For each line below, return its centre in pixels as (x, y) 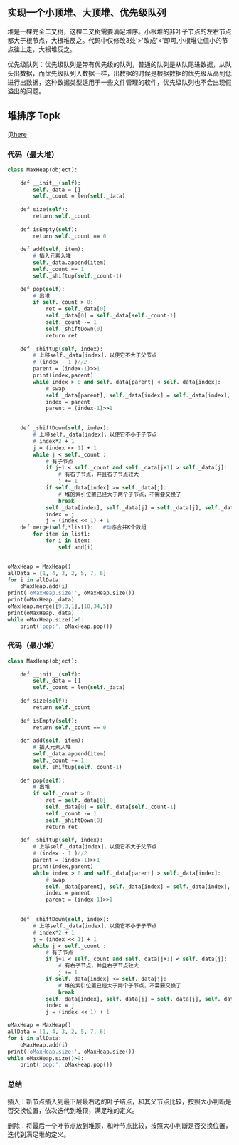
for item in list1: (62, 534)
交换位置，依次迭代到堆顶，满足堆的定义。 (76, 1110)
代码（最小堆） (33, 646)
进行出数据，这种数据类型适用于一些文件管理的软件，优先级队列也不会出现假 (119, 82)
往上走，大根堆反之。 (44, 49)
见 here (17, 134)
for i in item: (68, 541)
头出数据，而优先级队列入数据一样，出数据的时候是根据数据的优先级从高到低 (119, 73)
